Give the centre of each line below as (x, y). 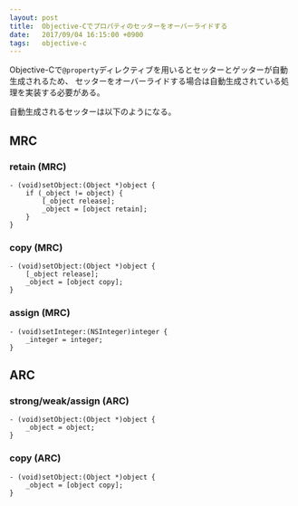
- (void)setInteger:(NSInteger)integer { (89, 331)
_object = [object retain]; (95, 209)
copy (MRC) (36, 247)
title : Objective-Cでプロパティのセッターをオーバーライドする (119, 26)
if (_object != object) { (75, 193)
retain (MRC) (38, 167)
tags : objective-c (48, 43)
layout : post (34, 18)
